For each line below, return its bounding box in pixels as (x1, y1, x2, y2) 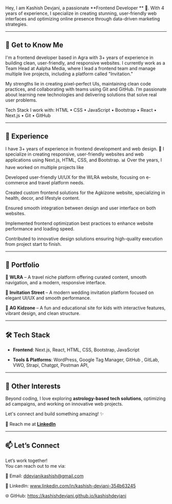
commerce (5, 179, 28, 185)
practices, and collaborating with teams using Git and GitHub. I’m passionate (5, 86, 167, 92)
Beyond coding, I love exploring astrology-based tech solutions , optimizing (5, 395, 166, 402)
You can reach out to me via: (5, 463, 66, 469)
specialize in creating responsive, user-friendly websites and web (5, 151, 144, 157)
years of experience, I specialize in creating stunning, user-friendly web (5, 10, 157, 16)
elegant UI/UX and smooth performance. (5, 295, 91, 301)
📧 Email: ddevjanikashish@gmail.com (5, 473, 84, 479)
